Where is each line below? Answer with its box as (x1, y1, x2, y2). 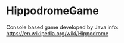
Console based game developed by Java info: (6, 24, 119, 31)
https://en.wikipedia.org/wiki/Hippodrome (6, 29, 109, 37)
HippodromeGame (6, 4, 100, 18)
